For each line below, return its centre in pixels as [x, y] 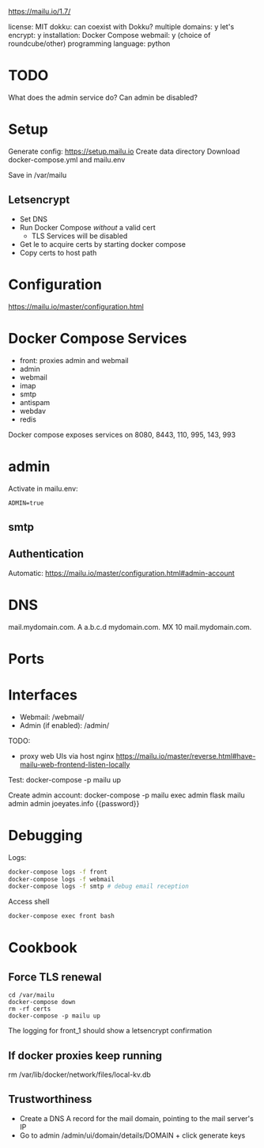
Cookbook [43, 948]
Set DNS [34, 219]
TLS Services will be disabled [79, 236]
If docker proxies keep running [85, 1055]
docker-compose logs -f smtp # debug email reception [99, 887]
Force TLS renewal [55, 977]
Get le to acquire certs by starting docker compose [102, 244]
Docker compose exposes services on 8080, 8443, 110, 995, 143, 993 [122, 434]
